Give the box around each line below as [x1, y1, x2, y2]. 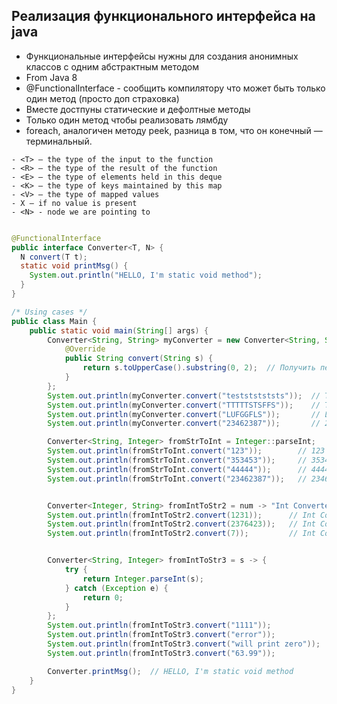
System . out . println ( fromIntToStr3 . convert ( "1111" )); [47, 620, 272, 631]
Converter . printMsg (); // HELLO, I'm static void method [47, 666, 294, 676]
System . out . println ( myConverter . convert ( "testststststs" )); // [47, 390, 321, 401]
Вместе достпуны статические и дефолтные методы [25, 103, 251, 115]
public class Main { [11, 316, 98, 326]
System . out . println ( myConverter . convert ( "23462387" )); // [47, 419, 321, 429]
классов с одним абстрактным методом [25, 60, 199, 73]
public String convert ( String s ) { [64, 354, 214, 364]
